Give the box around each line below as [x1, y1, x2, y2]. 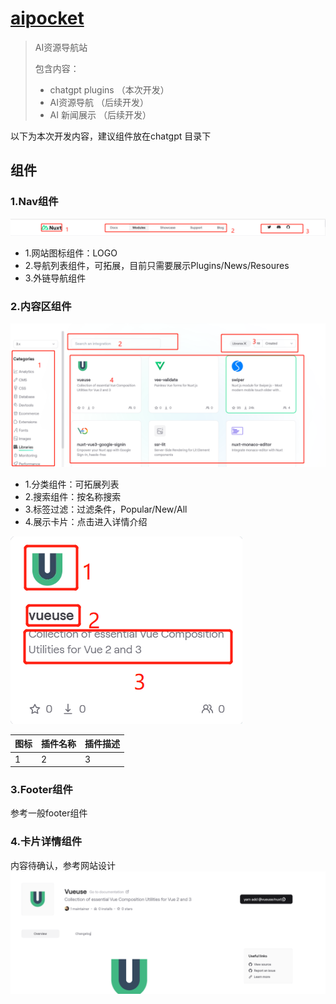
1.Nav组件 [10, 195, 59, 209]
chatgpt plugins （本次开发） [49, 83, 170, 96]
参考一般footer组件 [10, 807, 88, 819]
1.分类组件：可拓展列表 [24, 478, 120, 490]
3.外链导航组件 [24, 272, 87, 284]
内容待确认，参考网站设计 [10, 859, 116, 871]
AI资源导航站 [34, 41, 88, 53]
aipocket [10, 7, 85, 30]
